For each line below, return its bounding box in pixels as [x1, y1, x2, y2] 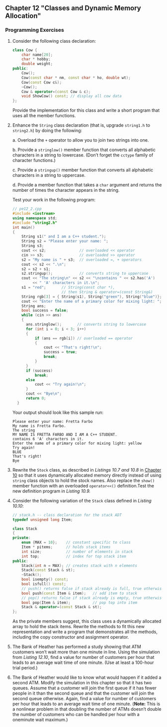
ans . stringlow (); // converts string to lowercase [25, 322, 147, 327]
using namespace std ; [12, 216, 58, 221]
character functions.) [12, 158, 56, 163]
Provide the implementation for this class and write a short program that [12, 107, 160, 113]
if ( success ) [25, 368, 53, 373]
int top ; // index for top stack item [21, 554, 126, 559]
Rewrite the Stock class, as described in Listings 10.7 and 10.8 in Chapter [12, 467, 162, 473]
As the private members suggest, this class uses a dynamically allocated [12, 618, 162, 624]
